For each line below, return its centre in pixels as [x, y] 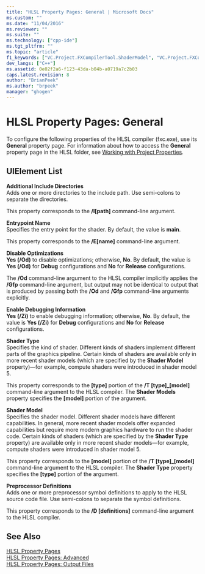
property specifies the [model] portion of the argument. [77, 398]
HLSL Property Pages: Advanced [48, 557]
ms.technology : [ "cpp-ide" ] [42, 40]
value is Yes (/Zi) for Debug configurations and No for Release [85, 322]
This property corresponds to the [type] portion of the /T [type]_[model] [98, 385]
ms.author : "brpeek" [33, 86]
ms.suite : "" [23, 35]
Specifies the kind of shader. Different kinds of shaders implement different [101, 347]
